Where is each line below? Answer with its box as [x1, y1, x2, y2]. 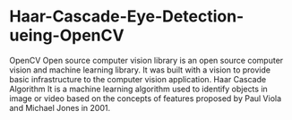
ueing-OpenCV [9, 25, 125, 46]
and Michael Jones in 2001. [9, 102, 110, 113]
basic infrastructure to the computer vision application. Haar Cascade [9, 73, 267, 84]
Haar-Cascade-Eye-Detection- [9, 6, 245, 27]
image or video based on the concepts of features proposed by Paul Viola [9, 92, 282, 104]
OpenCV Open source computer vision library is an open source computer [9, 55, 284, 65]
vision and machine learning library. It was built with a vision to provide [9, 64, 271, 75]
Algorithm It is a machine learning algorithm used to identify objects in [9, 83, 269, 94]
